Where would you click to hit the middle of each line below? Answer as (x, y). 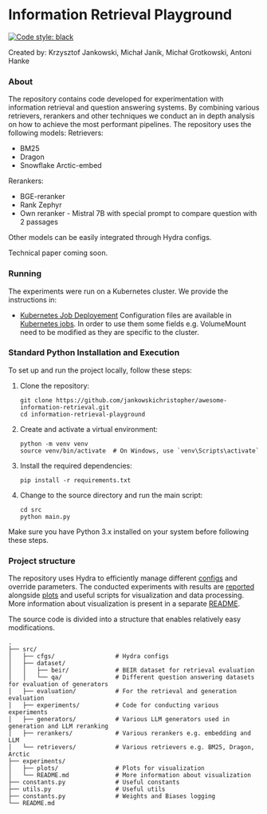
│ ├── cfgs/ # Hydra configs (89, 656)
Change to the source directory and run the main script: (111, 495)
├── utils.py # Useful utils (87, 789)
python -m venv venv (54, 444)
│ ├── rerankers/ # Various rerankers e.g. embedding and (130, 733)
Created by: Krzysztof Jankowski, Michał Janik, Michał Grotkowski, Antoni (130, 52)
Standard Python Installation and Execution (94, 353)
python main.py (45, 517)
